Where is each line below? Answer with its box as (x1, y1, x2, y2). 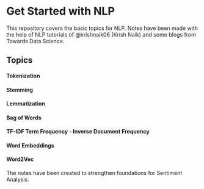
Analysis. (6, 176, 29, 184)
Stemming (6, 86, 34, 93)
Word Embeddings (6, 141, 55, 149)
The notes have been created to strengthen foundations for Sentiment (6, 169, 183, 177)
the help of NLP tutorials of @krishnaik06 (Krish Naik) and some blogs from (6, 30, 197, 38)
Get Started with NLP (6, 4, 115, 18)
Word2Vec (6, 155, 34, 163)
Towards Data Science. (6, 37, 65, 45)
